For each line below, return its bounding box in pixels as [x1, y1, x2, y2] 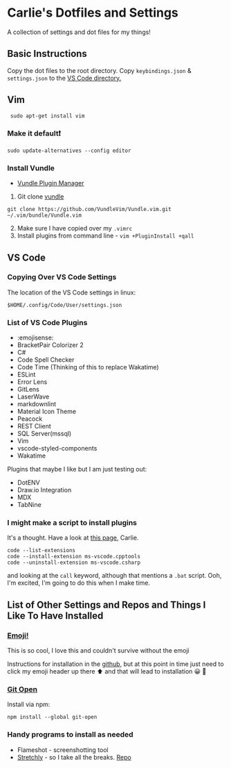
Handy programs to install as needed [7, 730, 133, 740]
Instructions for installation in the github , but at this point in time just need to [7, 660, 224, 668]
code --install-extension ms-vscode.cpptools [7, 553, 140, 560]
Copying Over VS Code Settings [7, 272, 117, 282]
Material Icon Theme [17, 408, 77, 416]
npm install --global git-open [7, 714, 98, 721]
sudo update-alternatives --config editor [7, 147, 131, 154]
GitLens [17, 385, 39, 394]
